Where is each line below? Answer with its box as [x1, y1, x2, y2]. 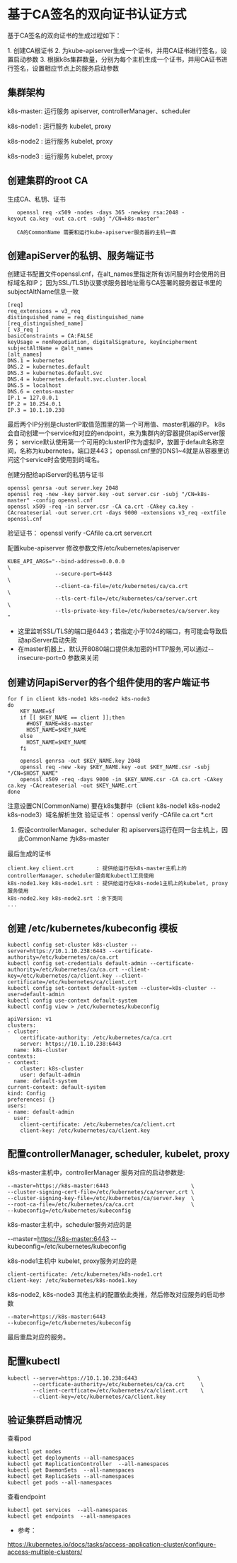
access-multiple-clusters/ [7, 1547, 83, 1557]
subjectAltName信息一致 [7, 287, 79, 296]
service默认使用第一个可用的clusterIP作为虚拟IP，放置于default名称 [21, 438, 219, 446]
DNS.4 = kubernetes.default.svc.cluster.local [7, 376, 147, 383]
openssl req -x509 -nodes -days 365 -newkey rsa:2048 [16, 209, 179, 216]
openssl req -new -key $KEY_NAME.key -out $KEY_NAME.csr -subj [20, 763, 211, 771]
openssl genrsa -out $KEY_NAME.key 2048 [20, 758, 141, 765]
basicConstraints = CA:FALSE [7, 333, 93, 340]
